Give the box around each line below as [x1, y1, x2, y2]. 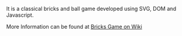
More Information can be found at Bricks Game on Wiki [6, 23, 142, 30]
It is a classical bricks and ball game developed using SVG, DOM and [6, 5, 177, 12]
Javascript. [6, 11, 34, 19]
